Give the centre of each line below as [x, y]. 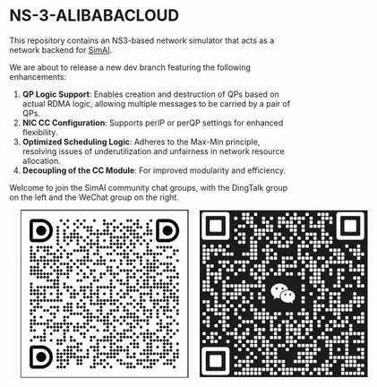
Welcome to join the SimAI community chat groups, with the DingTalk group [149, 187]
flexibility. [40, 132]
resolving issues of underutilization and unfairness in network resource [153, 151]
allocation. [41, 160]
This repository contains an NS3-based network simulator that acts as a [142, 40]
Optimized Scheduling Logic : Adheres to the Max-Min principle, [141, 142]
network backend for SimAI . [61, 49]
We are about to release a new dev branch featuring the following [130, 67]
